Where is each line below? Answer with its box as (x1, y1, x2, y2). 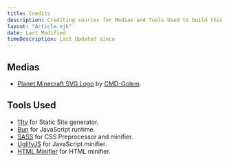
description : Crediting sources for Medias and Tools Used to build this (7, 17, 223, 23)
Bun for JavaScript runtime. (17, 125, 96, 133)
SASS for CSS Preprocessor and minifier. (17, 132, 133, 141)
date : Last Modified (7, 29, 67, 37)
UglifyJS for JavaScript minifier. (17, 139, 107, 148)
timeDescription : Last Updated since (7, 36, 116, 43)
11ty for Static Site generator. (17, 118, 99, 126)
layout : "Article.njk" (7, 23, 72, 30)
